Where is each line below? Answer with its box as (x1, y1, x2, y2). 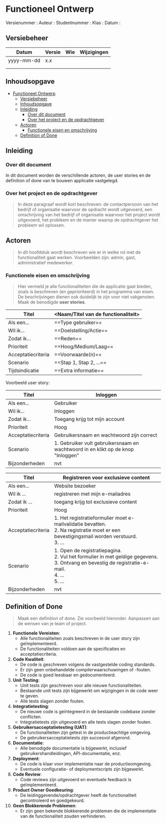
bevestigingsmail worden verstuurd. (54, 533, 137, 539)
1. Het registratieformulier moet (54, 514, 127, 521)
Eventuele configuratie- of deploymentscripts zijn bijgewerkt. (20, 766, 144, 772)
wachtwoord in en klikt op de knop (54, 445, 134, 452)
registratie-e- (116, 559, 150, 566)
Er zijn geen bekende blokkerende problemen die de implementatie (20, 808, 157, 814)
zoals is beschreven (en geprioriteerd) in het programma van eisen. (17, 288, 155, 294)
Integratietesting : (12, 703, 50, 709)
